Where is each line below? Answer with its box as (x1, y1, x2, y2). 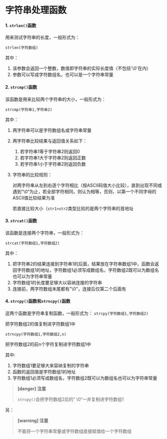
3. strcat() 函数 (5, 218, 37, 224)
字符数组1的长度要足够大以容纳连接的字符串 (12, 279, 102, 285)
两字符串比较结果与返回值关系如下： (12, 138, 87, 144)
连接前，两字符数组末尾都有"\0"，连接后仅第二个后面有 (12, 286, 126, 292)
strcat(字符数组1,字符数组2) (5, 241, 60, 246)
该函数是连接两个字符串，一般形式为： (5, 230, 84, 236)
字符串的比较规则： (12, 171, 52, 178)
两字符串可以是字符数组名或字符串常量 (12, 127, 91, 133)
